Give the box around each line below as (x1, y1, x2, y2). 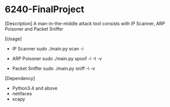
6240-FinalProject (5, 4, 85, 15)
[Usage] (5, 36, 22, 42)
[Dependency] (5, 75, 35, 81)
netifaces (12, 90, 32, 96)
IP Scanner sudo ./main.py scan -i (12, 45, 84, 51)
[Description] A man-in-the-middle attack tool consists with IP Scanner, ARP (5, 20, 165, 26)
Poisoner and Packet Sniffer (5, 25, 64, 32)
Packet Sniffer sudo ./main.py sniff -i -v (12, 65, 95, 71)
